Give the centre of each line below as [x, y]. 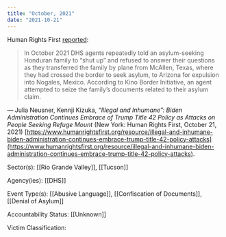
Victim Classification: [37, 227]
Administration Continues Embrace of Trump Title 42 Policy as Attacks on [111, 117]
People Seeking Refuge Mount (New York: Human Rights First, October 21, [112, 124]
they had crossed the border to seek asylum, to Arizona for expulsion [121, 75]
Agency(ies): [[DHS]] [37, 180]
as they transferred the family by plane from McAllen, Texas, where [118, 67]
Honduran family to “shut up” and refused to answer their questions [119, 60]
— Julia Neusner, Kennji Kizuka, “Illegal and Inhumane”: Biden [95, 110]
